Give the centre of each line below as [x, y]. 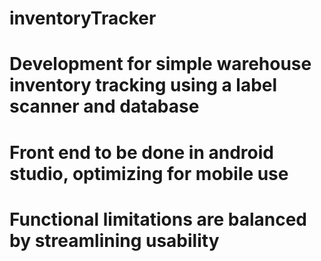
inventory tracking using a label [143, 85]
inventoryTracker [83, 18]
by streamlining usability [114, 240]
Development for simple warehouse [160, 64]
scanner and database [104, 106]
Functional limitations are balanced [158, 219]
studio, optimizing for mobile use [149, 173]
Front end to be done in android [141, 152]
